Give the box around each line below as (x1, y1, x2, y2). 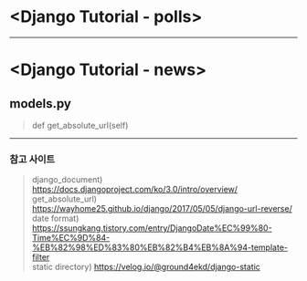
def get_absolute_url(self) (31, 120, 129, 130)
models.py (9, 96, 71, 111)
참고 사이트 (9, 152, 56, 165)
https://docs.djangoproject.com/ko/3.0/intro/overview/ (31, 184, 238, 195)
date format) (31, 213, 79, 224)
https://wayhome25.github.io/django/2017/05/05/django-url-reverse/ (31, 203, 292, 214)
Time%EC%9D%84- (31, 233, 111, 244)
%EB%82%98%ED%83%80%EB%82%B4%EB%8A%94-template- (31, 242, 288, 253)
